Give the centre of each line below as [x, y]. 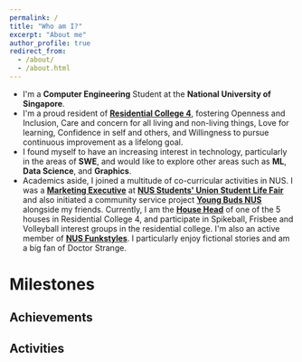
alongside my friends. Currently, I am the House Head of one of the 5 [151, 209]
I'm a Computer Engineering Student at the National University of [146, 94]
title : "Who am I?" [46, 26]
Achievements [51, 318]
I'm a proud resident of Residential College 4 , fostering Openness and [154, 113]
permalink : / [34, 18]
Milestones [52, 285]
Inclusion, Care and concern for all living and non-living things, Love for [156, 122]
